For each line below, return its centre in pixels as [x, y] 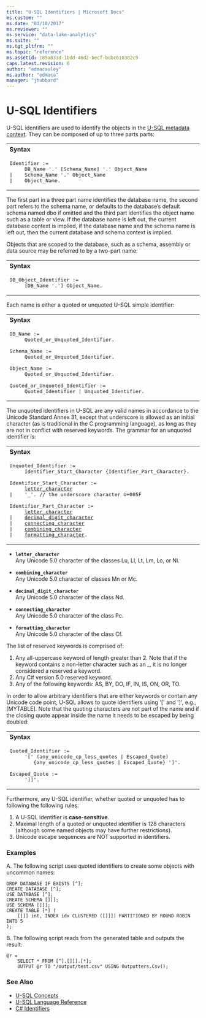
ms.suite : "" [23, 40]
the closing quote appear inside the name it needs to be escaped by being [100, 716]
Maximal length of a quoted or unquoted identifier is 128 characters [100, 824]
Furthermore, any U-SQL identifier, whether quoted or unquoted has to [96, 799]
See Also [20, 982]
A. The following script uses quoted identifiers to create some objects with [100, 866]
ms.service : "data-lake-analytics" [52, 35]
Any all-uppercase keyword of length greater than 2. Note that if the [101, 658]
